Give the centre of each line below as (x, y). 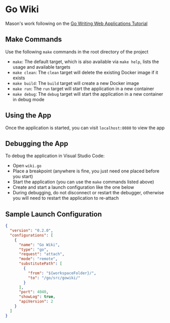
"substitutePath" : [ (40, 264)
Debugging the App (37, 143)
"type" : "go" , (34, 249)
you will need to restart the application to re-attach (66, 198)
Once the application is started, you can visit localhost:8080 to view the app (85, 128)
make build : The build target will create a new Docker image (76, 83)
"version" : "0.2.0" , (31, 231)
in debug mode (28, 99)
